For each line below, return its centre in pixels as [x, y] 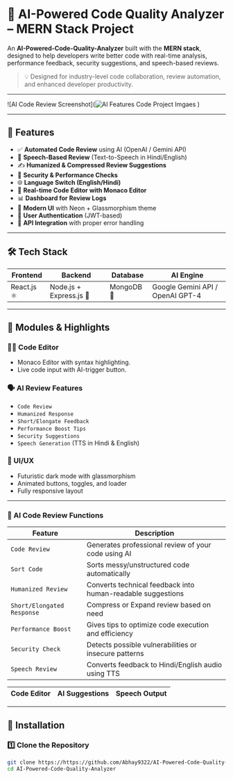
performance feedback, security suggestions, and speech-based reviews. [113, 63]
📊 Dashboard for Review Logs [62, 198]
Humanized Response [45, 414]
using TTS [103, 673]
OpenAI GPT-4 [177, 295]
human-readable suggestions [135, 593]
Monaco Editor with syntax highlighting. [74, 362]
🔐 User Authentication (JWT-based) [70, 215]
